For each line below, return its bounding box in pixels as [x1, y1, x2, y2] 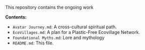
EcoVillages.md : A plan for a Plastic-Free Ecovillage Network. [12, 29, 140, 35]
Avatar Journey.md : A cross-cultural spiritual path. [12, 24, 117, 30]
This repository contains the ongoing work [5, 5, 93, 10]
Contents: [5, 14, 27, 20]
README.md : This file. [12, 40, 54, 46]
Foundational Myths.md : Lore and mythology [12, 35, 105, 40]
